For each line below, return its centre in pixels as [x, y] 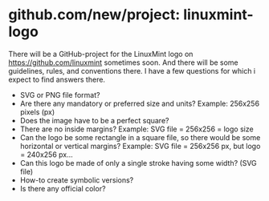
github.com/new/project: [94, 15]
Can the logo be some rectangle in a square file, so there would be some [140, 137]
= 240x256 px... [47, 155]
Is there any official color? [63, 188]
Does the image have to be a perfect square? [94, 120]
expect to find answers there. [57, 79]
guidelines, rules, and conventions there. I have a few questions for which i [132, 70]
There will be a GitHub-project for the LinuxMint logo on [101, 54]
